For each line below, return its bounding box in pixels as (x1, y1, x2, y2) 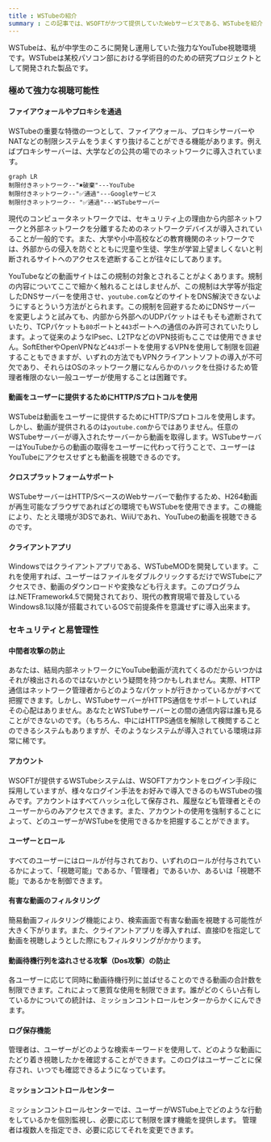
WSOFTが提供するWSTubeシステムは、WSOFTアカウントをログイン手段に (8, 776, 257, 785)
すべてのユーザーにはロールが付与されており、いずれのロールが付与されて (8, 855, 254, 865)
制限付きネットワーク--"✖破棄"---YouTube (8, 181, 135, 189)
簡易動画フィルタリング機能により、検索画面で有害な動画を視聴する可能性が (8, 915, 262, 924)
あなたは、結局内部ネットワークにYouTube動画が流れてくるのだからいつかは (8, 665, 263, 675)
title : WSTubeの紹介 (8, 11, 77, 20)
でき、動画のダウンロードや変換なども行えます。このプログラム (29, 582, 240, 591)
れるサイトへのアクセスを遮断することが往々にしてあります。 (22, 254, 227, 264)
